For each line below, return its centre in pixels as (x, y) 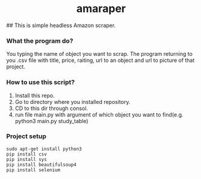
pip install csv (26, 154)
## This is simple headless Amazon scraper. (61, 25)
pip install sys (26, 159)
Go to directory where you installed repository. (73, 102)
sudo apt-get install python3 (44, 149)
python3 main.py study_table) (51, 121)
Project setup (26, 136)
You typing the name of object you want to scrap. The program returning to (99, 54)
